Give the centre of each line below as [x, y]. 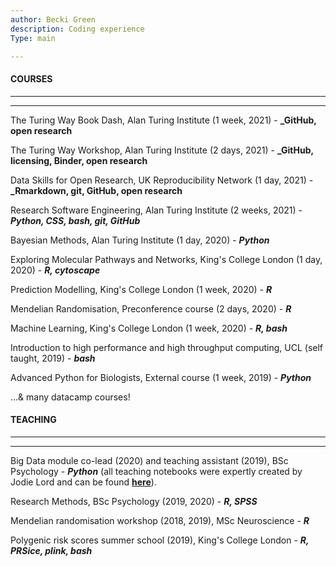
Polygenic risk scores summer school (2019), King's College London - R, [160, 540]
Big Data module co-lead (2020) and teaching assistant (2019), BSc [149, 460]
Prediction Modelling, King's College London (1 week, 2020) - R [141, 289]
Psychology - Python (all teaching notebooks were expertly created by [156, 471]
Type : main [33, 38]
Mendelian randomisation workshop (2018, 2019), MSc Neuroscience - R [160, 520]
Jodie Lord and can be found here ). [83, 482]
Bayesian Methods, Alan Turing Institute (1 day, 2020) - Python [140, 240]
